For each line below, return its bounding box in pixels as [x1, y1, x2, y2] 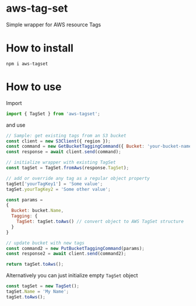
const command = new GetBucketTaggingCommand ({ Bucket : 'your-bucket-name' [6, 144, 194, 149]
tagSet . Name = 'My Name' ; [6, 288, 69, 295]
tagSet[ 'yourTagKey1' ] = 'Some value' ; [6, 180, 103, 187]
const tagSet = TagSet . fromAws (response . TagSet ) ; [6, 165, 129, 171]
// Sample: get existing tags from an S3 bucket [6, 133, 127, 138]
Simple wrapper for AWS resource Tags [6, 21, 101, 28]
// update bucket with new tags [6, 240, 85, 246]
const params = [6, 197, 43, 203]
